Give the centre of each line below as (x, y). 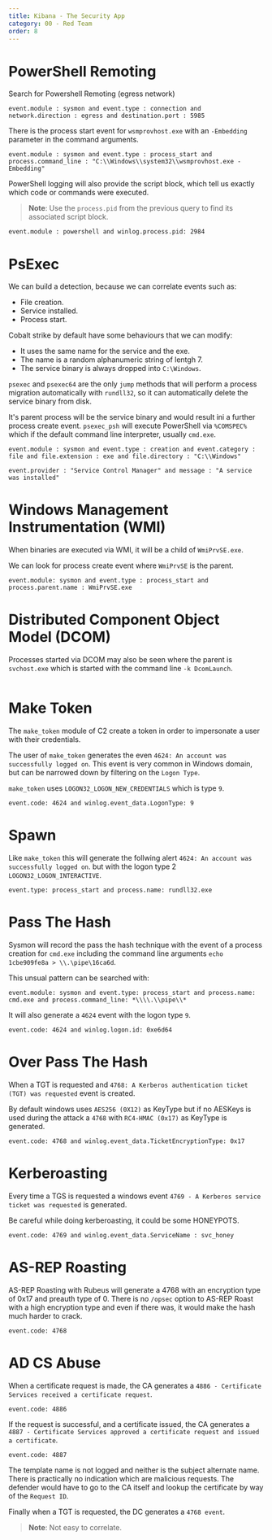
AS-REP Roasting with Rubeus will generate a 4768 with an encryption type (135, 1289)
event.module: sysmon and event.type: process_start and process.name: (132, 992)
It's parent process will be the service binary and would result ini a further (132, 417)
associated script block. (68, 217)
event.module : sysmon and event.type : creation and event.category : (132, 449)
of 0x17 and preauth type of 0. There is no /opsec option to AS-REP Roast (131, 1298)
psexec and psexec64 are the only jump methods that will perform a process (133, 384)
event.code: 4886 (38, 1409)
